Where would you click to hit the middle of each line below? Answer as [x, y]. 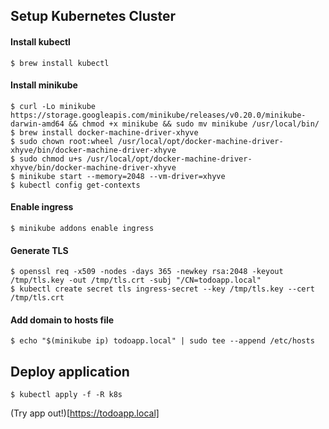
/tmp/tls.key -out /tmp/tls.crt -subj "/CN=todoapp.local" [136, 280]
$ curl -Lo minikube [53, 106]
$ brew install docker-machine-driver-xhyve [104, 132]
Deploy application [70, 371]
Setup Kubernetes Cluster [93, 16]
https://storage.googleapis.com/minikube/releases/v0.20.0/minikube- [158, 115]
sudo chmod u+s [51, 159]
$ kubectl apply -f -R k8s [66, 395]
